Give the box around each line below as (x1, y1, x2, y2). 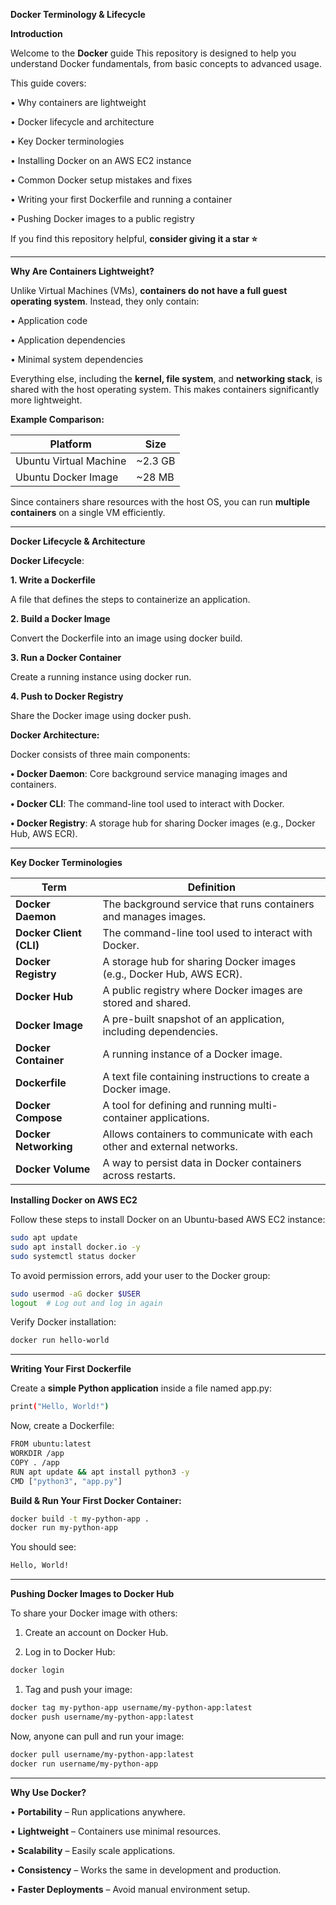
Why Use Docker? (10, 1786, 87, 1798)
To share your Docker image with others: (10, 1607, 178, 1619)
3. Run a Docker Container (10, 652, 122, 663)
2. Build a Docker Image (10, 613, 111, 624)
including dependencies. (102, 1025, 218, 1038)
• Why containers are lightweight (10, 97, 147, 108)
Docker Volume (15, 1162, 91, 1176)
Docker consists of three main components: (10, 749, 191, 760)
